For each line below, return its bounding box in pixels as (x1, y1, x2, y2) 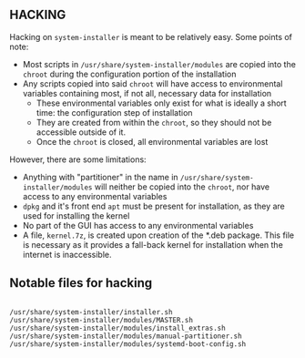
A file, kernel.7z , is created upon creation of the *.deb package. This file (22, 230, 295, 240)
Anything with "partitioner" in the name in (22, 171, 179, 182)
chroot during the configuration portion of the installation (22, 68, 237, 79)
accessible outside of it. (36, 127, 126, 138)
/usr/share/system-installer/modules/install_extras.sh (9, 323, 226, 332)
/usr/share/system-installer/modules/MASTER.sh (9, 315, 194, 324)
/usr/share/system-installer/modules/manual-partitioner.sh (9, 332, 243, 341)
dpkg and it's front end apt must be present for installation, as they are (22, 200, 285, 211)
